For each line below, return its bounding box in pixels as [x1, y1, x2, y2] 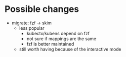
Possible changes [4, 3, 80, 15]
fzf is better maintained [26, 41, 74, 47]
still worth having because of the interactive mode [19, 46, 122, 52]
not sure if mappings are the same [26, 36, 97, 42]
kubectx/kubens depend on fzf [26, 30, 90, 36]
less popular [19, 25, 45, 31]
